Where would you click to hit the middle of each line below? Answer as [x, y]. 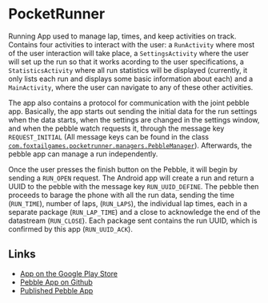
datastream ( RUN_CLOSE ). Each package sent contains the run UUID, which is [133, 220]
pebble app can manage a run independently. [83, 154]
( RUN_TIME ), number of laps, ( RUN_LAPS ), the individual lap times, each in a [128, 203]
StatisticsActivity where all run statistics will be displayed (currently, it [128, 70]
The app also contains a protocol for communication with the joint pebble [129, 103]
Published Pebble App [56, 290]
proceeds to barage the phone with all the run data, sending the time [121, 195]
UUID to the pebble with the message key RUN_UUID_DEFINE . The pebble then [134, 186]
